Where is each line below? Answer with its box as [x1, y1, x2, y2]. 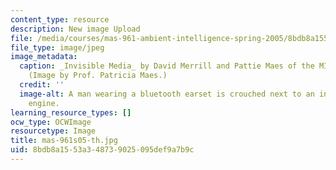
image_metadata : [10, 52, 78, 62]
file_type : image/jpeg [10, 42, 105, 53]
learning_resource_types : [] [10, 107, 132, 118]
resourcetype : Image [10, 126, 97, 136]
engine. [28, 98, 60, 108]
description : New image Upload [10, 24, 141, 34]
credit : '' [19, 80, 65, 90]
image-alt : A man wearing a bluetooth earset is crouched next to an [19, 89, 315, 99]
